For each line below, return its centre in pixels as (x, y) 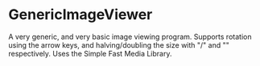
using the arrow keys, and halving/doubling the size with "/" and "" (119, 45)
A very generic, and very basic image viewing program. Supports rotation (130, 37)
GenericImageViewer (80, 15)
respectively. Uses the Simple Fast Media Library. (90, 53)
